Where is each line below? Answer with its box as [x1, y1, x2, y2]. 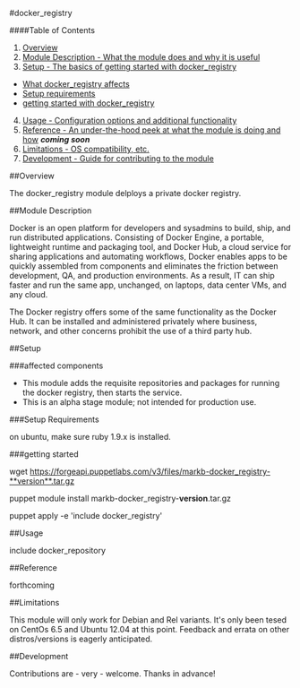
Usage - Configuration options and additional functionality [21, 116, 237, 125]
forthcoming [9, 580, 56, 590]
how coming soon [21, 134, 90, 144]
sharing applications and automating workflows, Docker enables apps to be [9, 251, 288, 262]
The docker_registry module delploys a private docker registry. [9, 188, 242, 198]
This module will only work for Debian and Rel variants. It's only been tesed [9, 615, 287, 625]
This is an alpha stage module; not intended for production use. [21, 397, 257, 407]
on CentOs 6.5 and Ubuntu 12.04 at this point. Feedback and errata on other [9, 624, 289, 634]
